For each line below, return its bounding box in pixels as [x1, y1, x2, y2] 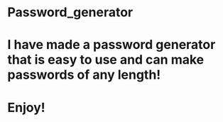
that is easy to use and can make [7, 52, 205, 68]
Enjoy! [7, 99, 46, 116]
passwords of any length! [7, 67, 161, 83]
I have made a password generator [7, 37, 216, 53]
